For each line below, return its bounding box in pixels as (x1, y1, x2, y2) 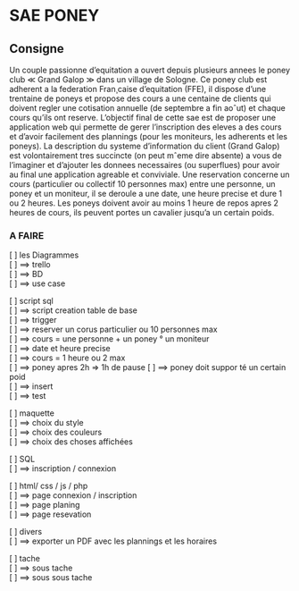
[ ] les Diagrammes (9, 249, 79, 260)
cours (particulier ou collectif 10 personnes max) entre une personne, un (9, 179, 276, 189)
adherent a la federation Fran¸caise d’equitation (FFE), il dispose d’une (9, 84, 266, 94)
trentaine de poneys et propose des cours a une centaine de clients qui (9, 93, 271, 104)
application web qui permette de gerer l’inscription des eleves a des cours (9, 122, 282, 132)
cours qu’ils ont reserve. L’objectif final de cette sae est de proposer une (9, 113, 277, 122)
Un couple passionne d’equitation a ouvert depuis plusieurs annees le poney (9, 64, 291, 75)
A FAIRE (9, 229, 45, 241)
